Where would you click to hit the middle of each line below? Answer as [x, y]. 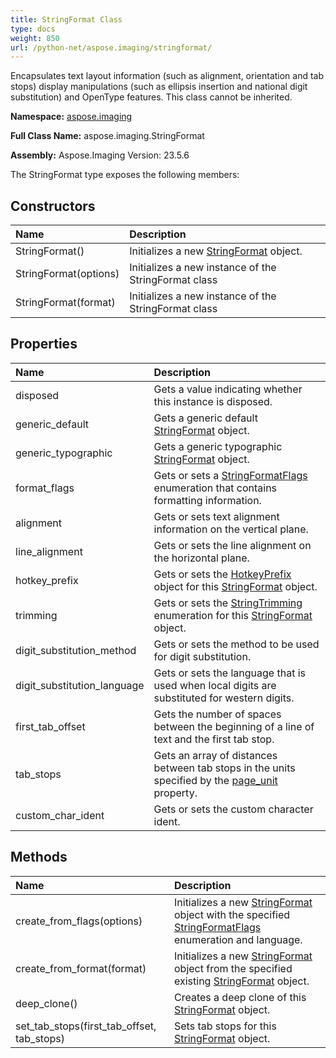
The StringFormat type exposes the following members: [125, 175]
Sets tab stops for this [225, 1026]
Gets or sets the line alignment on [232, 545]
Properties [44, 344]
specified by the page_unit [215, 780]
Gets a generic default [205, 418]
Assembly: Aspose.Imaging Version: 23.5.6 [100, 155]
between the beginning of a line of [234, 726]
